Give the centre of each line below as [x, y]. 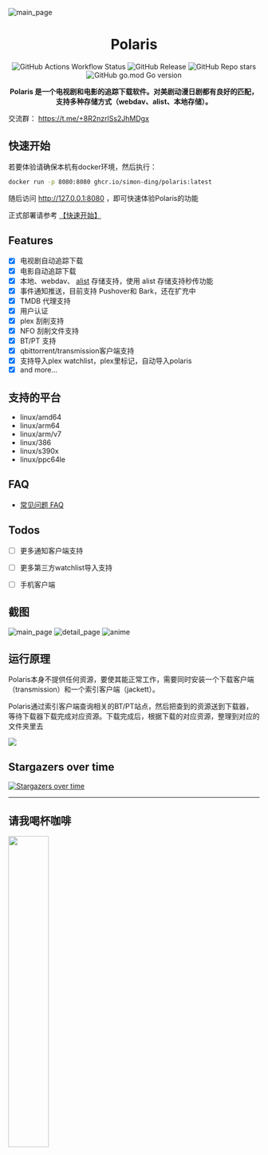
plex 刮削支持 [42, 321]
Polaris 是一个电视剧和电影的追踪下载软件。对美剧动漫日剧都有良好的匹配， [134, 91]
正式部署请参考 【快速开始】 [55, 215]
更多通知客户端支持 [51, 550]
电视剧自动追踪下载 [51, 261]
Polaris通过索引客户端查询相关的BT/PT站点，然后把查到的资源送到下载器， [131, 707]
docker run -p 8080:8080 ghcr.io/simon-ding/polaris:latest [110, 182]
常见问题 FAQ [41, 505]
